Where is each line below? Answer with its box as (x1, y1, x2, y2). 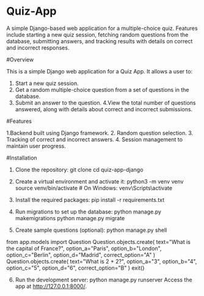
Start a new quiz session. (15, 80, 79, 87)
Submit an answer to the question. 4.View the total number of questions (15, 99, 197, 106)
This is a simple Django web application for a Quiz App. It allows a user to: (6, 67, 193, 75)
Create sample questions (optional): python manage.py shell (15, 226, 167, 234)
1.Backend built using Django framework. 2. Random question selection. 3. (6, 129, 194, 136)
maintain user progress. (6, 142, 66, 149)
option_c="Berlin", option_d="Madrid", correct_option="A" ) (6, 251, 156, 258)
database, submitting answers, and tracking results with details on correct (6, 37, 193, 45)
